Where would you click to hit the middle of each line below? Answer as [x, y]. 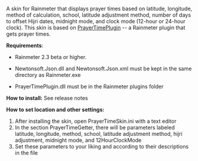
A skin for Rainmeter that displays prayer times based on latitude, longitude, [99, 9]
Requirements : [25, 45]
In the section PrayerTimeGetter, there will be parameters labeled [95, 127]
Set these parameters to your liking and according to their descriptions [102, 146]
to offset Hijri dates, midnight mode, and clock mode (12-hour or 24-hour [96, 21]
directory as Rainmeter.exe [48, 75]
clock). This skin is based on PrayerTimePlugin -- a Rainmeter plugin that [96, 27]
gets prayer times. [28, 34]
